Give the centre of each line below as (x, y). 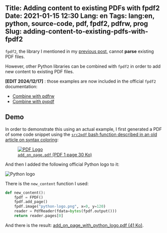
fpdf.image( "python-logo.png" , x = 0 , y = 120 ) (60, 207)
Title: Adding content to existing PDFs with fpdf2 (83, 8)
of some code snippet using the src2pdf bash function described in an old (81, 134)
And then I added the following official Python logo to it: (62, 164)
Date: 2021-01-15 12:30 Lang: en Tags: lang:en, (80, 16)
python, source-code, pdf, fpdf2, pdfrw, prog (77, 24)
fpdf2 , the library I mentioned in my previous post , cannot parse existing (80, 51)
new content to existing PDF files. (40, 71)
